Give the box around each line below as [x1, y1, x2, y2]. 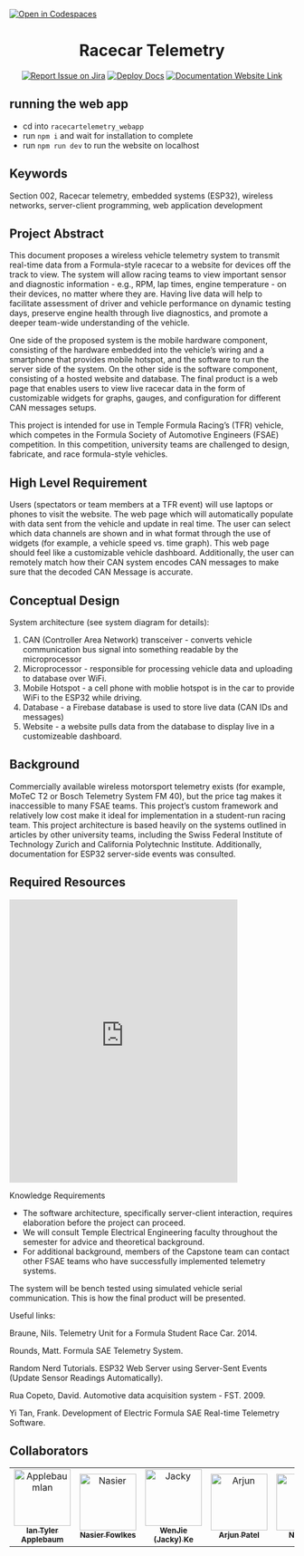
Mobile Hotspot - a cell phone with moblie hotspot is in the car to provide [22, 682, 295, 693]
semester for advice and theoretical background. [22, 1236, 205, 1247]
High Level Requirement [9, 475, 147, 490]
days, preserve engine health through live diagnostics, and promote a [9, 308, 269, 319]
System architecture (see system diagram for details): [9, 617, 210, 627]
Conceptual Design [9, 593, 120, 608]
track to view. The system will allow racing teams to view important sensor [9, 269, 287, 280]
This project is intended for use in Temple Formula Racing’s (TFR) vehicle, [9, 420, 284, 430]
